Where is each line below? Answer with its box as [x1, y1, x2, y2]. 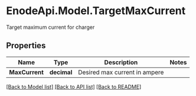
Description [104, 58, 138, 66]
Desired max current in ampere [77, 68, 164, 76]
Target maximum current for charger [6, 24, 95, 31]
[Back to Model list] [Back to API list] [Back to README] [6, 83, 142, 90]
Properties [6, 41, 46, 51]
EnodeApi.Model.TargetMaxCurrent [6, 4, 186, 18]
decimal [49, 68, 73, 76]
